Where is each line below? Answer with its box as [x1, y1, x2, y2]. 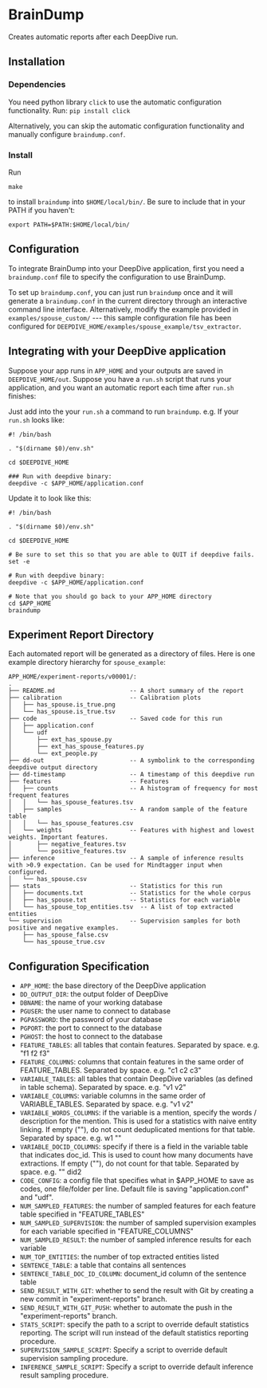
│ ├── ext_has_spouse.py [8, 736, 112, 744]
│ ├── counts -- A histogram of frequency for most [8, 784, 259, 792]
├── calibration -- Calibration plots [8, 694, 202, 702]
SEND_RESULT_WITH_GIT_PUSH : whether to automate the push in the [19, 1303, 233, 1312]
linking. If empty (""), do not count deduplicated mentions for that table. [19, 1125, 256, 1134]
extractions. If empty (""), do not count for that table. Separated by [19, 1158, 239, 1169]
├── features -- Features [8, 777, 170, 786]
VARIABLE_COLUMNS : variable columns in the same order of [19, 1091, 206, 1101]
